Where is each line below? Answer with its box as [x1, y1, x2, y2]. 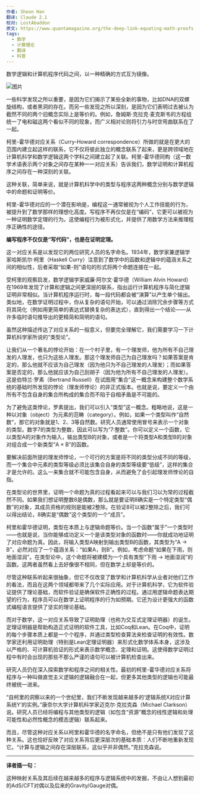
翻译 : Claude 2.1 [6, 14, 48, 20]
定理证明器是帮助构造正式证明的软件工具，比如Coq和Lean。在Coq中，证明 [6, 623, 190, 630]
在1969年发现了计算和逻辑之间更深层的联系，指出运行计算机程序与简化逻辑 [6, 283, 190, 290]
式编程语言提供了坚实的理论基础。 [6, 603, 90, 610]
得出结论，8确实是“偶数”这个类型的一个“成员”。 [11, 511, 129, 518]
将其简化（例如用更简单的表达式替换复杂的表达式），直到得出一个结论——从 [6, 305, 192, 313]
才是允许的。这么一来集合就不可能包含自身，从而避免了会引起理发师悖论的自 [6, 468, 194, 475]
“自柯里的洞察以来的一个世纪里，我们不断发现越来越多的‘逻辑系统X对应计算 [6, 693, 191, 701]
